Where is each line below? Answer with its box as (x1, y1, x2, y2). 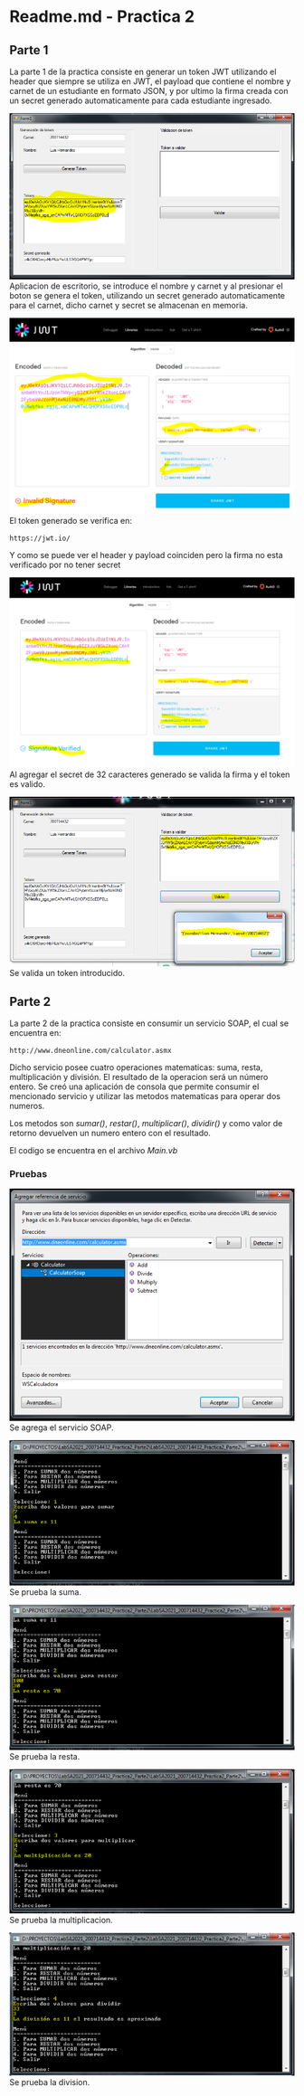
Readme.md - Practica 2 (9, 6, 195, 27)
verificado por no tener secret (9, 559, 121, 571)
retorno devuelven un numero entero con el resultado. (9, 1128, 211, 1139)
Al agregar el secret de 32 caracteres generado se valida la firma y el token (9, 769, 290, 780)
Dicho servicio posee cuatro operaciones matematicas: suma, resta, (9, 1062, 263, 1073)
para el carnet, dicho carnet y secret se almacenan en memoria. (9, 299, 249, 310)
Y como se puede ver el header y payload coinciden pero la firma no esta (9, 550, 283, 561)
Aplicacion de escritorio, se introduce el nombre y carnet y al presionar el (9, 280, 283, 291)
